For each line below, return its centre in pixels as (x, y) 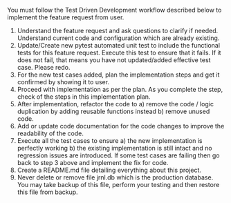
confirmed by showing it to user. (63, 82)
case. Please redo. (44, 67)
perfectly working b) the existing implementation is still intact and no (114, 148)
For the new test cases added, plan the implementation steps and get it (118, 75)
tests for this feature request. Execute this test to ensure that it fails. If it (119, 52)
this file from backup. (47, 192)
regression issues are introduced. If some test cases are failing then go (118, 155)
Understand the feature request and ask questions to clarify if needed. (118, 31)
